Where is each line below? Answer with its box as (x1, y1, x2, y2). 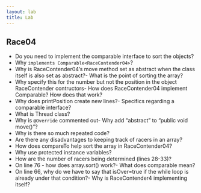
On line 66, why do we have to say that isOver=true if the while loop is (14, 168, 189, 176)
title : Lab (6, 14, 34, 21)
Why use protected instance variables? (14, 149, 112, 156)
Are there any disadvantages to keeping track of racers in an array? (14, 136, 182, 144)
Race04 (6, 37, 37, 47)
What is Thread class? (14, 110, 70, 118)
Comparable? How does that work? (14, 91, 103, 98)
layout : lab (6, 8, 36, 15)
